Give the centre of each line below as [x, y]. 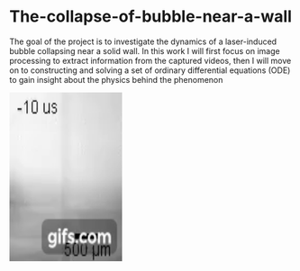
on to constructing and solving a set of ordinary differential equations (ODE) [150, 70]
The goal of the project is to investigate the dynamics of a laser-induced [143, 41]
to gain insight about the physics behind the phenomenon [116, 79]
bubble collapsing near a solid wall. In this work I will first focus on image [145, 50]
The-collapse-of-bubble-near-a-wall [151, 17]
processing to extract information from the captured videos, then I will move [150, 60]
